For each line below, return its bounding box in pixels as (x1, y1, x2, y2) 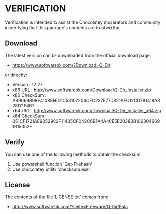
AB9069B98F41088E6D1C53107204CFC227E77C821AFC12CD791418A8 (12, 97, 160, 103)
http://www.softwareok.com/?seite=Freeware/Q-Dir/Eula (12, 204, 128, 210)
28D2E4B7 (12, 103, 35, 108)
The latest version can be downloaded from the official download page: (5, 52, 151, 58)
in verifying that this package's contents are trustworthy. (5, 24, 121, 30)
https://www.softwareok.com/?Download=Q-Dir (12, 62, 111, 68)
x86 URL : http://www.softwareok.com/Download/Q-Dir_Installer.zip (12, 87, 151, 93)
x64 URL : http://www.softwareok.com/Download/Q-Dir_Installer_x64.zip (12, 107, 161, 113)
